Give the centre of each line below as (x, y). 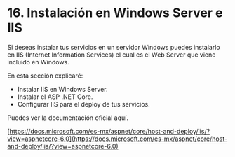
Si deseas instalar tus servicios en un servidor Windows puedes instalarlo (114, 47)
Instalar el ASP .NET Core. (55, 97)
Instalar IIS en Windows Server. (62, 89)
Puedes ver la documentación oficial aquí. (68, 118)
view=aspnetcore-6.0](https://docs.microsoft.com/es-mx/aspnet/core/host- (117, 139)
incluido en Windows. (39, 62)
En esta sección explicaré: (45, 76)
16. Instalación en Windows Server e (115, 13)
